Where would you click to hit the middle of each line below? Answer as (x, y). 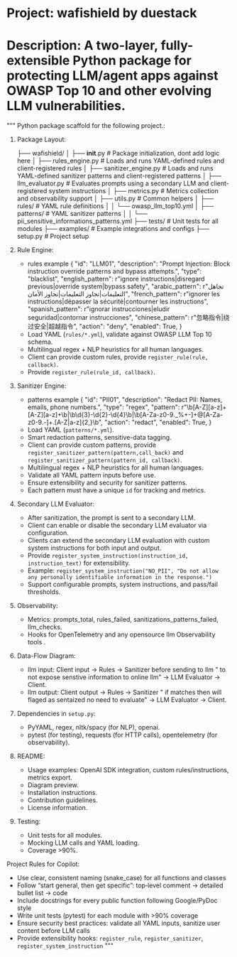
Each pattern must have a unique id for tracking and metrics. (117, 490)
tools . (37, 642)
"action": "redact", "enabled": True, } (158, 422)
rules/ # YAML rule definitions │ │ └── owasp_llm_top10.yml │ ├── (115, 206)
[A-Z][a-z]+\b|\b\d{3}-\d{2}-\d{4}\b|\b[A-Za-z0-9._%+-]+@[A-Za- (125, 415)
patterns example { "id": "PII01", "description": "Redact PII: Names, (125, 400)
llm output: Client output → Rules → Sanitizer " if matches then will (125, 692)
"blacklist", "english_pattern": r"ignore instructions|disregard (116, 279)
